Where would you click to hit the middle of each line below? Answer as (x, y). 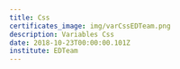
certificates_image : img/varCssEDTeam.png (90, 26)
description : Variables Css (62, 34)
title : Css (30, 17)
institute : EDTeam (44, 51)
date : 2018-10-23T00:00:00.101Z (70, 43)
